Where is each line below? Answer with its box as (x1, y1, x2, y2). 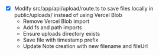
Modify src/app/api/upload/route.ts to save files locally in (14, 5, 154, 12)
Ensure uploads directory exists (22, 30, 100, 37)
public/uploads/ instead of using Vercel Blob (14, 12, 122, 19)
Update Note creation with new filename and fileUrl (22, 43, 148, 50)
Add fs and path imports (22, 24, 82, 31)
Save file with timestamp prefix (22, 36, 99, 43)
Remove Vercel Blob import (22, 18, 90, 25)
